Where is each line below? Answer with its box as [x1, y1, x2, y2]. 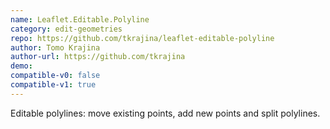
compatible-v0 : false [10, 71, 101, 81]
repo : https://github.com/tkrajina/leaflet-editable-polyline [10, 33, 275, 43]
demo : [10, 61, 33, 71]
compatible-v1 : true [10, 80, 97, 90]
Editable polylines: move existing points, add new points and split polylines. [10, 107, 321, 119]
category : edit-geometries [10, 24, 123, 34]
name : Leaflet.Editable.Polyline [10, 14, 150, 25]
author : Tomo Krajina [10, 42, 101, 53]
